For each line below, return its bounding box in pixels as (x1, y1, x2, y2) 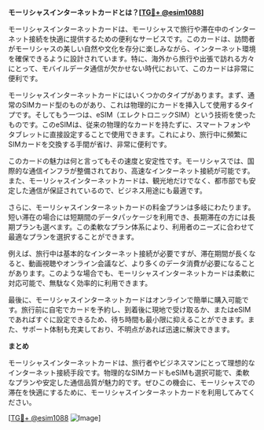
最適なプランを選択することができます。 (8, 232, 139, 241)
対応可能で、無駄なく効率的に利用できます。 (8, 279, 152, 287)
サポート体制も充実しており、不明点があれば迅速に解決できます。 (21, 324, 234, 334)
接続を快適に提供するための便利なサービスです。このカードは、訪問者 (28, 35, 255, 43)
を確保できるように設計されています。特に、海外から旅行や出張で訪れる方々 (8, 54, 255, 63)
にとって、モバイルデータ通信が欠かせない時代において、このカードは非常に (8, 64, 255, 73)
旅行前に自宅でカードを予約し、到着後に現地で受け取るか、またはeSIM (20, 305, 251, 314)
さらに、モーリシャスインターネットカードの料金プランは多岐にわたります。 (8, 202, 255, 212)
